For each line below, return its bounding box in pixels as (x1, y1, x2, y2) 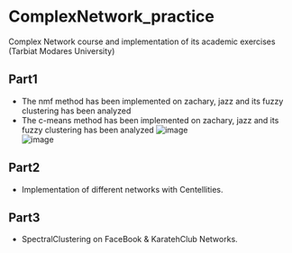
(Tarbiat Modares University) (8, 45, 115, 56)
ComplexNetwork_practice (8, 6, 215, 27)
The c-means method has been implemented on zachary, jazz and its (21, 114, 279, 125)
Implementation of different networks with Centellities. (21, 184, 224, 194)
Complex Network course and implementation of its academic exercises (8, 36, 276, 47)
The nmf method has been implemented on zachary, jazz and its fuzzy (21, 95, 284, 106)
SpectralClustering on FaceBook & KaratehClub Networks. (21, 234, 238, 245)
